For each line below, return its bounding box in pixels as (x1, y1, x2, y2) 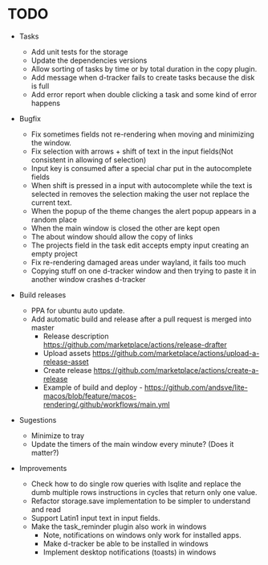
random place (30, 215, 78, 224)
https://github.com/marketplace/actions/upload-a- (92, 348, 260, 358)
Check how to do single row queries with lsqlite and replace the (30, 479, 242, 489)
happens (30, 98, 61, 108)
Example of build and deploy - (43, 383, 143, 392)
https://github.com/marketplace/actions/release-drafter (43, 339, 228, 350)
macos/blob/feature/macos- (43, 391, 137, 400)
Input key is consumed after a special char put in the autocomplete (30, 163, 252, 173)
